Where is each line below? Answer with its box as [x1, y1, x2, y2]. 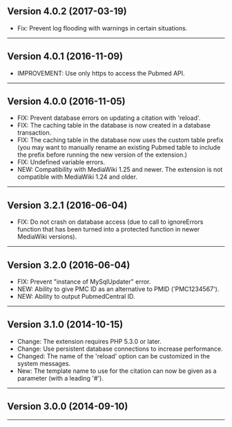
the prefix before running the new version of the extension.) [17, 150, 188, 159]
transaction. [17, 128, 52, 137]
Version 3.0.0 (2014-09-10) [7, 401, 128, 412]
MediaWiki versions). [17, 232, 77, 241]
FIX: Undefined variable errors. [17, 158, 106, 166]
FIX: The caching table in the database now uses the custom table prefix [17, 136, 224, 144]
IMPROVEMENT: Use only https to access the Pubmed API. [17, 69, 185, 77]
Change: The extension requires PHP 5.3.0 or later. [17, 337, 162, 345]
